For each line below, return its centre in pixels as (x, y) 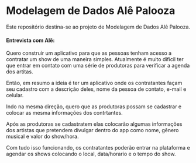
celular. (15, 95)
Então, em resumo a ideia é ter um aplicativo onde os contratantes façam (94, 83)
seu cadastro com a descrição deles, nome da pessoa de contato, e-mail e (96, 89)
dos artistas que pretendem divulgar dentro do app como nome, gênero (93, 130)
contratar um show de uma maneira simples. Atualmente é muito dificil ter (95, 59)
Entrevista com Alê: (30, 40)
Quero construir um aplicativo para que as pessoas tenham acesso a (89, 53)
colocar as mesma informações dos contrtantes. (64, 113)
